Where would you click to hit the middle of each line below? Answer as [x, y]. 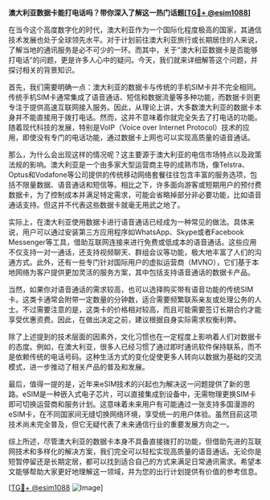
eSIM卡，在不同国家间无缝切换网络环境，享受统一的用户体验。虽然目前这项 [133, 414]
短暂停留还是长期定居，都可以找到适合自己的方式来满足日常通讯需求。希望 [131, 461]
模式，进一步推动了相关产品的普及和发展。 [79, 367]
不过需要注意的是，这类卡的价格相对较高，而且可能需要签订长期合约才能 [142, 310]
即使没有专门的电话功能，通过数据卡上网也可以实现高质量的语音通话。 [138, 137]
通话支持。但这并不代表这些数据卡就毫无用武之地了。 [96, 205]
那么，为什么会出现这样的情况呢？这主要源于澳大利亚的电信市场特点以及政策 [135, 155]
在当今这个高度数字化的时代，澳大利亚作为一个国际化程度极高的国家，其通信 [135, 30]
